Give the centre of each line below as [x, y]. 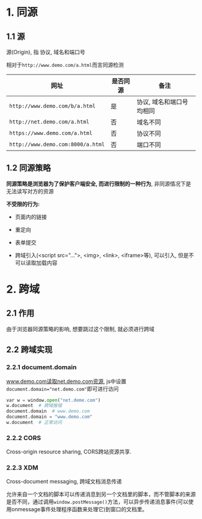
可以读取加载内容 [36, 263]
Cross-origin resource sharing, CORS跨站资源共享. [69, 452]
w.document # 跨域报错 [34, 406]
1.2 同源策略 [29, 168]
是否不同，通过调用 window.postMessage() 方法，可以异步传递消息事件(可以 [97, 502]
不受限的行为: [23, 204]
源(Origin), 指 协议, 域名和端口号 [46, 52]
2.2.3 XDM [22, 468]
